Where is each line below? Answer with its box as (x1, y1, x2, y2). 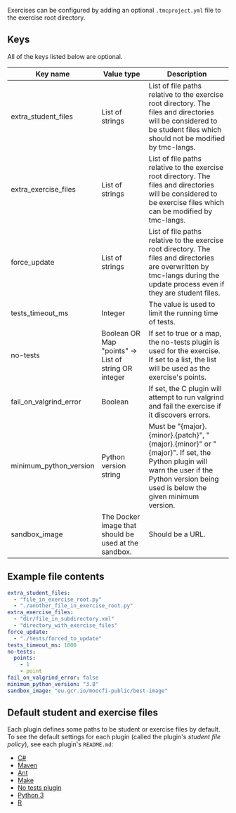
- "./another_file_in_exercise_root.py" (13, 602, 133, 609)
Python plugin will (148, 456, 207, 466)
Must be (148, 421, 176, 431)
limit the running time (148, 308, 218, 318)
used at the (101, 538, 139, 548)
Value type (103, 69, 140, 79)
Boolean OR (101, 328, 140, 338)
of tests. (148, 317, 176, 326)
